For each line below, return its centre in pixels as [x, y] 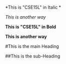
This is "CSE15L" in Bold [31, 27]
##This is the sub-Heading [33, 56]
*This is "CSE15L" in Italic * [33, 7]
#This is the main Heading [32, 46]
